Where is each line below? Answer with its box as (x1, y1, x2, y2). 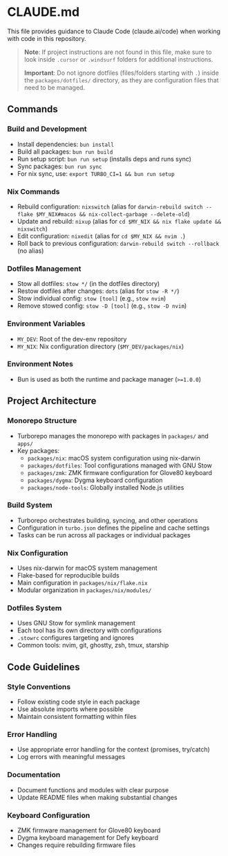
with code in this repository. (7, 34, 86, 42)
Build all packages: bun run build (17, 147, 113, 156)
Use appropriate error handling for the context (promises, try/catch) (17, 745, 211, 754)
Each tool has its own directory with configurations (17, 626, 162, 634)
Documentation (7, 770, 61, 780)
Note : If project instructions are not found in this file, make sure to (23, 48, 212, 56)
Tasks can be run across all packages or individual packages (17, 530, 191, 539)
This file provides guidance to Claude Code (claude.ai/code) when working (7, 27, 221, 35)
